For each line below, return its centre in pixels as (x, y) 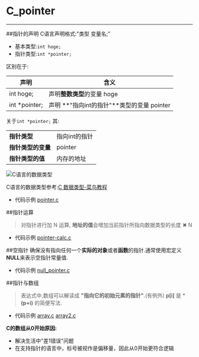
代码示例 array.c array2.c (45, 315)
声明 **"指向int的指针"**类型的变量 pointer (109, 105)
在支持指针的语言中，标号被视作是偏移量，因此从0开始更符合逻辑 (94, 348)
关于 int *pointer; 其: (33, 121)
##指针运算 (20, 212)
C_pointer (31, 11)
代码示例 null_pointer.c (42, 270)
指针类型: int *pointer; (43, 53)
